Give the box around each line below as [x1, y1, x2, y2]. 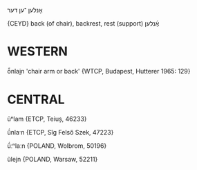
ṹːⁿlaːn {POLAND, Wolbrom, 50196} [7, 142, 107, 150]
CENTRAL [7, 92, 65, 108]
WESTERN [7, 44, 68, 60]
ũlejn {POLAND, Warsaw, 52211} [7, 155, 98, 163]
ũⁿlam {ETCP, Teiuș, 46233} [7, 114, 88, 123]
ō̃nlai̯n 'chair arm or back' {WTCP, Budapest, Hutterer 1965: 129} [7, 67, 191, 75]
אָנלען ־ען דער [7, 6, 43, 14]
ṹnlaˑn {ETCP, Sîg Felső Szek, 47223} [7, 128, 114, 136]
